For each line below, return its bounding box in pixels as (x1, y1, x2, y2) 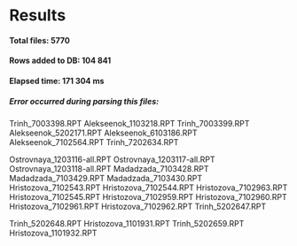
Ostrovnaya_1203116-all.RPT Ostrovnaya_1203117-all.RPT (9, 154, 215, 165)
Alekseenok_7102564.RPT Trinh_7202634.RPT (9, 136, 179, 147)
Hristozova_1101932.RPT (9, 227, 98, 238)
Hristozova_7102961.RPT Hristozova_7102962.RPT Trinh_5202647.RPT (9, 201, 267, 211)
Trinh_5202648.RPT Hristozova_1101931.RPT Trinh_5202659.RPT (9, 218, 245, 228)
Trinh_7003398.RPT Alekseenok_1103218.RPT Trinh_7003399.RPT (9, 118, 250, 128)
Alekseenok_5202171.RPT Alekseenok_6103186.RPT (9, 127, 198, 138)
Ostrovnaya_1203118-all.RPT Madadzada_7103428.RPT (9, 163, 209, 173)
